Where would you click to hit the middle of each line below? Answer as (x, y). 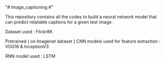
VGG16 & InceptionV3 (27, 46)
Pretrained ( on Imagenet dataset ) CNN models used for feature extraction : (83, 41)
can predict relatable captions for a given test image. (59, 22)
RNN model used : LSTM (30, 56)
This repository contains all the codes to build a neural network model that (81, 17)
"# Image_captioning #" (29, 7)
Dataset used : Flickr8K (29, 31)
